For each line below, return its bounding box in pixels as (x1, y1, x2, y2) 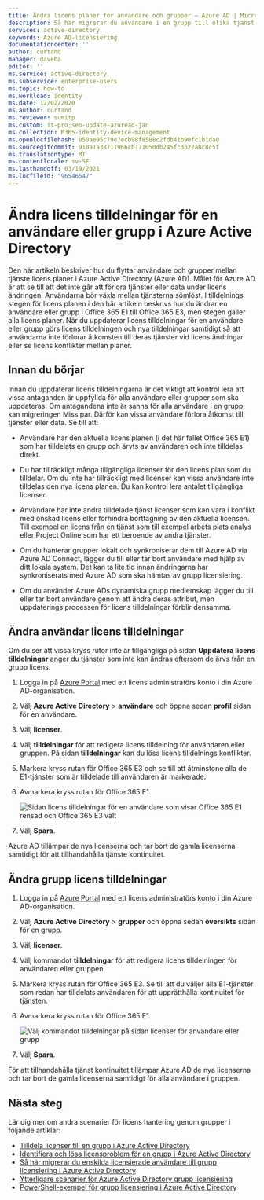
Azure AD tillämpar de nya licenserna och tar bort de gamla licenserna (8, 842, 236, 851)
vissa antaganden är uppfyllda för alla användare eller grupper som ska (8, 392, 240, 402)
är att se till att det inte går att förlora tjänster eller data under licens (8, 282, 227, 292)
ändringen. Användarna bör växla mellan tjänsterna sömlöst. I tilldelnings (8, 290, 244, 299)
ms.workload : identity (8, 92, 82, 100)
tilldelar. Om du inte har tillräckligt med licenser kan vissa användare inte (19, 473, 254, 483)
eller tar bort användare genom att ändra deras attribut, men (19, 594, 214, 604)
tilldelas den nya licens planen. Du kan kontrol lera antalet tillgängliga (19, 481, 244, 491)
